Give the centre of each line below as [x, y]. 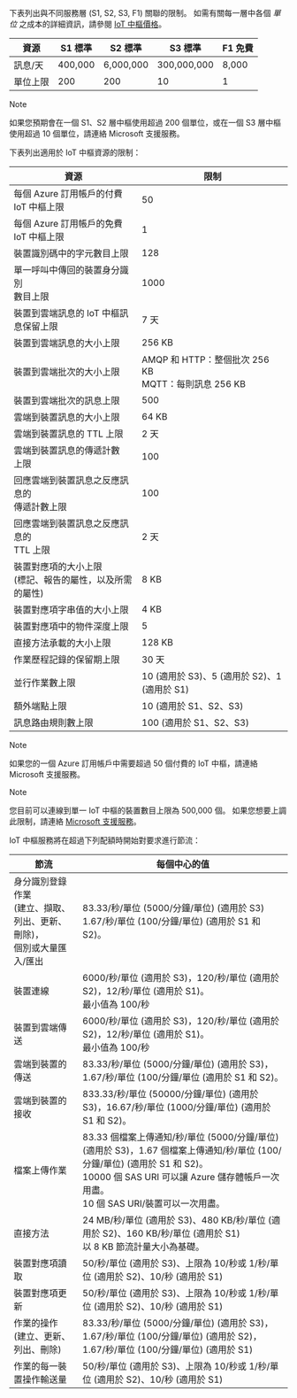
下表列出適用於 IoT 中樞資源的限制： [75, 152]
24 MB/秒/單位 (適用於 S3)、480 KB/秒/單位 [174, 1220]
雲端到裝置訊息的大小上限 [67, 417]
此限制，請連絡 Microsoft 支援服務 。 [75, 821]
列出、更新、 [41, 921]
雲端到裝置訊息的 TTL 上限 [69, 434]
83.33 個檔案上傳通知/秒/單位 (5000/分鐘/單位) [181, 1137]
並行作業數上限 [45, 683]
